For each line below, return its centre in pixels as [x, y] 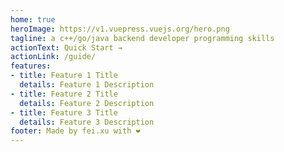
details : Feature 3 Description [87, 122]
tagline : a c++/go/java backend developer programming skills [142, 38]
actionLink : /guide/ [53, 57]
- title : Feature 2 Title [64, 94]
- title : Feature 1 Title [64, 76]
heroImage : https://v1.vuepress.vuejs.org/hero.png [120, 29]
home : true [33, 19]
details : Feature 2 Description [87, 103]
